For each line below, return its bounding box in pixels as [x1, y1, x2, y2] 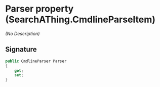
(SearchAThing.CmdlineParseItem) [5, 14, 156, 25]
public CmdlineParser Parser [5, 59, 67, 64]
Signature [5, 45, 37, 54]
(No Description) [5, 30, 40, 36]
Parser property [5, 3, 74, 15]
